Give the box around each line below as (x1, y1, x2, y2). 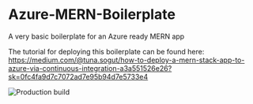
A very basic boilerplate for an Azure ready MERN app (8, 32, 185, 41)
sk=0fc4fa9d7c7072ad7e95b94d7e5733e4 (8, 72, 149, 81)
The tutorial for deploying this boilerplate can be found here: (8, 46, 205, 56)
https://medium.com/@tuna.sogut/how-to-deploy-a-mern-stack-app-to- (8, 55, 245, 65)
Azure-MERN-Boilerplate (8, 6, 176, 24)
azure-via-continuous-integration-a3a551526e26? (8, 63, 172, 72)
